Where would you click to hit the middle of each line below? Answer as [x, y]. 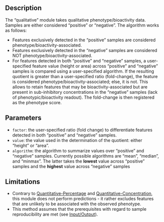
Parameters [23, 118]
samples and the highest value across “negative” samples [71, 166]
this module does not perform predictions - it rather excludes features [83, 199]
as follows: [16, 30]
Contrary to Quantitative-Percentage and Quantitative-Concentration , [82, 194]
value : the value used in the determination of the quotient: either [77, 140]
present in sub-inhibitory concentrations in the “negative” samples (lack [85, 92]
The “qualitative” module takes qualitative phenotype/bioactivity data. [75, 20]
